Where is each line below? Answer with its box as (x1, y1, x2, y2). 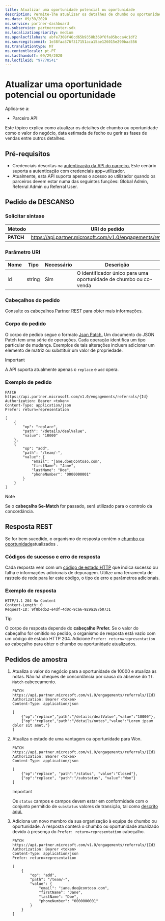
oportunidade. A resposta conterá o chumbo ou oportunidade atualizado (12, 823, 159, 829)
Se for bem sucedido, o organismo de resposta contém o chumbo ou (5, 536, 145, 542)
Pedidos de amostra (5, 655, 68, 663)
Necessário (45, 261, 72, 268)
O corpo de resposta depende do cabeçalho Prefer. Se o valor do (5, 625, 139, 631)
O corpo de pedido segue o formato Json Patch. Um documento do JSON (5, 332, 155, 337)
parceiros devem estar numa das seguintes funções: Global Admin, (12, 179, 148, 184)
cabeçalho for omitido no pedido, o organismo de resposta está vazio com (5, 630, 156, 636)
